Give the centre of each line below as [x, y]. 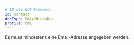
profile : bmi [18, 23]
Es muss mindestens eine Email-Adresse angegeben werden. [67, 37]
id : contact [17, 14]
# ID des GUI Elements [28, 10]
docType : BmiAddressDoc [30, 19]
